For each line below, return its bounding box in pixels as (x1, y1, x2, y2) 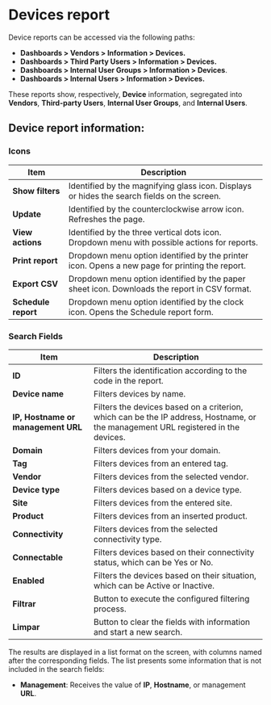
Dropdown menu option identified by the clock (68, 296, 244, 308)
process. (94, 603, 127, 615)
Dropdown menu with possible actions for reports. (68, 237, 258, 248)
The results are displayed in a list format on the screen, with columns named (8, 647, 262, 657)
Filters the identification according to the (94, 365, 248, 376)
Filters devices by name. (94, 388, 186, 399)
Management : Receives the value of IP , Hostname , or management (19, 680, 246, 690)
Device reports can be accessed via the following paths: (8, 32, 195, 42)
